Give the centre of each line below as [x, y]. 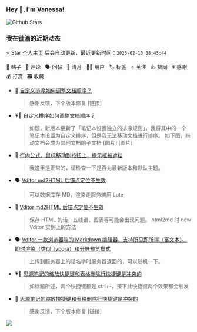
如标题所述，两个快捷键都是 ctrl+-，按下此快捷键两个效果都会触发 [109, 286]
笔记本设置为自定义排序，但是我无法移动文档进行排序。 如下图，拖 [110, 135]
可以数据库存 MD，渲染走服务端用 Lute [76, 194]
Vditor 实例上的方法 [53, 227]
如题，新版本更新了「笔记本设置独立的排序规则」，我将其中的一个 [108, 128]
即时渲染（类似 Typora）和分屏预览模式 [62, 248]
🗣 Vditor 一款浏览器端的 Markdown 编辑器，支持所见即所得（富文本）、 [101, 239]
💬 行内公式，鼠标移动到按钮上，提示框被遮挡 [69, 155]
